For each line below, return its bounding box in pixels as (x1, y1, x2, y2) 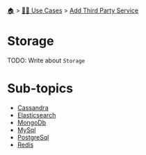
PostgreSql (17, 133, 49, 141)
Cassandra (17, 104, 49, 112)
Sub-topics (7, 81, 74, 97)
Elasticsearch (17, 111, 56, 119)
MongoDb (17, 118, 47, 127)
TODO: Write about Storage (7, 56, 86, 65)
